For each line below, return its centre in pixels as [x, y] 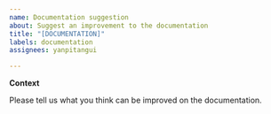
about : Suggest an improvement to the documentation [109, 26]
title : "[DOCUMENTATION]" [57, 34]
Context [24, 83]
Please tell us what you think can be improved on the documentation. [135, 100]
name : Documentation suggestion [69, 17]
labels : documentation [51, 42]
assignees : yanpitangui [53, 50]
